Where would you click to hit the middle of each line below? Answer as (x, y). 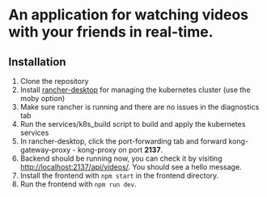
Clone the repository (54, 81)
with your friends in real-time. (111, 32)
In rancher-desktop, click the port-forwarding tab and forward (123, 141)
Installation (37, 62)
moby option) (42, 98)
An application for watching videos (129, 15)
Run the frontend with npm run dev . (78, 184)
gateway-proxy (45, 150)
